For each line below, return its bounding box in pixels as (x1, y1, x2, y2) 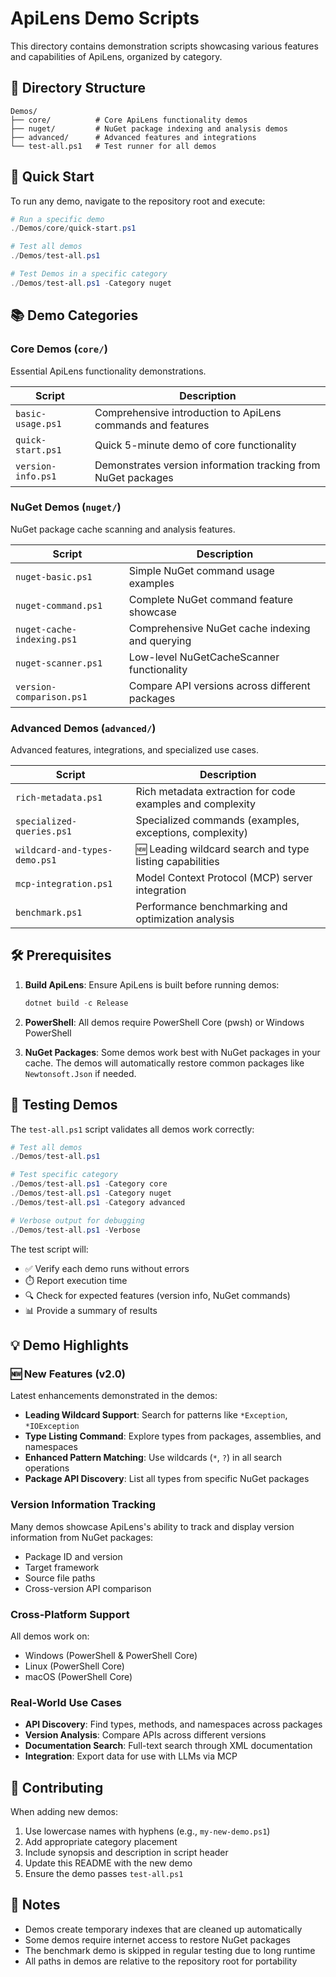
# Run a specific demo (10, 214, 105, 224)
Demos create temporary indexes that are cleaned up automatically (24, 1923, 303, 1935)
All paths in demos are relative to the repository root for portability (24, 1955, 298, 1967)
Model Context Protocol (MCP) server (135, 871, 313, 885)
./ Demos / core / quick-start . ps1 (10, 223, 137, 234)
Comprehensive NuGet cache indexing (128, 621, 311, 635)
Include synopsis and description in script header (24, 1846, 229, 1858)
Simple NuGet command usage (128, 563, 275, 577)
